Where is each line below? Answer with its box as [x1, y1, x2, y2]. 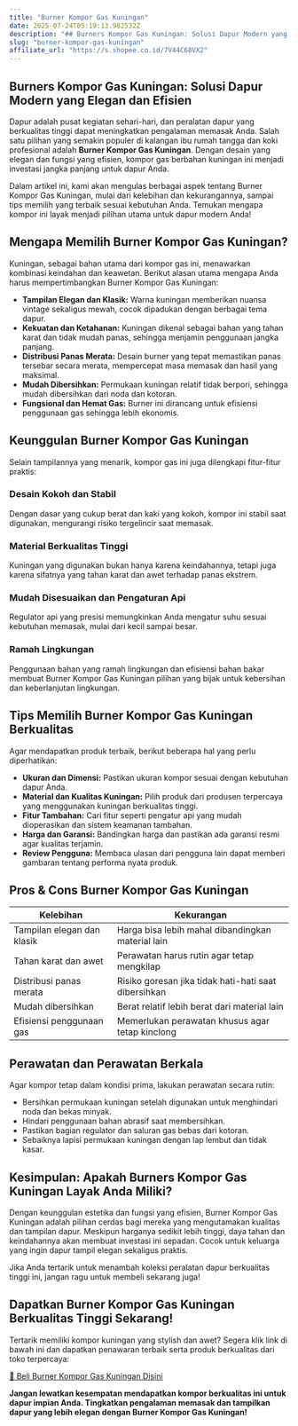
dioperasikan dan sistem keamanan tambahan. [21, 819, 192, 830]
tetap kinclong [116, 1026, 177, 1038]
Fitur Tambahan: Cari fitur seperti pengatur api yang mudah [21, 809, 242, 821]
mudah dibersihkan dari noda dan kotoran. [21, 388, 177, 399]
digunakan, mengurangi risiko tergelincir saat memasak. [9, 517, 215, 528]
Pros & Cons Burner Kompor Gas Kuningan [9, 882, 249, 897]
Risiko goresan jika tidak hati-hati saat [116, 975, 277, 988]
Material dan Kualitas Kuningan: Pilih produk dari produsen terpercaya [21, 791, 284, 801]
